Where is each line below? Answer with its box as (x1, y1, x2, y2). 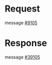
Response (4, 37, 47, 49)
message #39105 (4, 54, 40, 60)
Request (4, 3, 40, 15)
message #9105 (4, 20, 38, 26)
